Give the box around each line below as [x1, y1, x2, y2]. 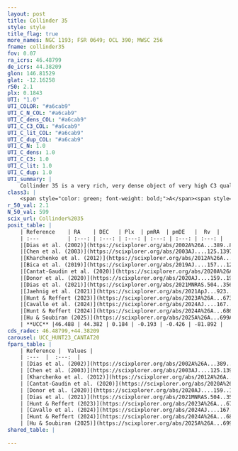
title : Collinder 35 [7, 17, 69, 24]
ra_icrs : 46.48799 [7, 57, 62, 64]
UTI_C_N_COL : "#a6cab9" [7, 109, 78, 116]
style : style [7, 23, 46, 31]
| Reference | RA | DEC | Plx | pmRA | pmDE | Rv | [20, 228, 220, 235]
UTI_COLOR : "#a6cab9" [7, 103, 72, 110]
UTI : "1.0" [7, 97, 40, 104]
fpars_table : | [7, 340, 52, 348]
